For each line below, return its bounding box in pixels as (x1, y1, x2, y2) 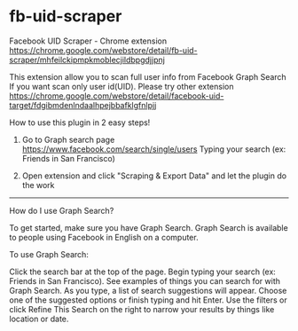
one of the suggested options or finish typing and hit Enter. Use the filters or (9, 295, 287, 305)
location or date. (9, 313, 69, 324)
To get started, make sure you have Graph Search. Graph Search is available (9, 222, 288, 232)
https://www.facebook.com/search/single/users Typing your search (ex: (21, 144, 286, 154)
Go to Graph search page (21, 134, 115, 145)
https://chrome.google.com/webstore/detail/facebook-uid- (9, 91, 224, 101)
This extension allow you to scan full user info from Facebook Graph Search (9, 71, 286, 82)
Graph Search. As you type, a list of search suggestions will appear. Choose (9, 285, 287, 296)
